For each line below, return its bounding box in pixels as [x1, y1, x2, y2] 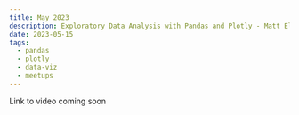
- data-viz [17, 63, 58, 72]
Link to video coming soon [9, 95, 107, 106]
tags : [9, 37, 29, 47]
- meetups [17, 71, 53, 80]
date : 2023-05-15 [9, 29, 74, 38]
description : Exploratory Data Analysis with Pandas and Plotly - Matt [9, 21, 280, 30]
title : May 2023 [9, 12, 69, 22]
